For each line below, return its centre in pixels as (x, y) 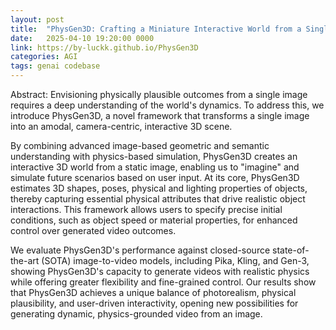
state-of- (291, 250)
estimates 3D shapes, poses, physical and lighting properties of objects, (159, 188)
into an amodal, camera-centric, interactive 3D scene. (121, 126)
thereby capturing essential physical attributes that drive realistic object (158, 199)
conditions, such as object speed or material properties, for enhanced (154, 220)
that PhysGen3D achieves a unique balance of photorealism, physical (153, 292)
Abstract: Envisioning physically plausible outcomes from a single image (159, 94)
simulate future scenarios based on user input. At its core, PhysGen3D (155, 177)
